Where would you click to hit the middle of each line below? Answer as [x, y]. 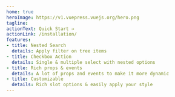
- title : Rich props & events [45, 68]
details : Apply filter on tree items [59, 51]
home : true [20, 12]
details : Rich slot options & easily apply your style [82, 85]
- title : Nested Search [36, 46]
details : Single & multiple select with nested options [84, 62]
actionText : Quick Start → [40, 29]
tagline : [17, 23]
